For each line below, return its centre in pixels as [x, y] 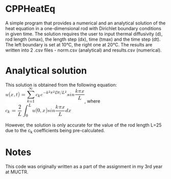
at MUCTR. [17, 172]
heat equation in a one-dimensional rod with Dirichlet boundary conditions [83, 28]
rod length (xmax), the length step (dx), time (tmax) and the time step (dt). [83, 39]
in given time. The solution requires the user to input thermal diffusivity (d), [84, 34]
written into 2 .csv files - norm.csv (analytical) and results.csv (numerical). [83, 50]
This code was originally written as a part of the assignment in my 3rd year [84, 166]
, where [92, 101]
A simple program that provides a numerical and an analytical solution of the [86, 23]
